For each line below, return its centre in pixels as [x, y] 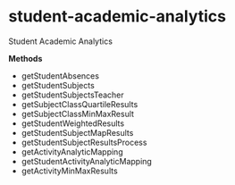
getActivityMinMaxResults [69, 171]
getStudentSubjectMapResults [77, 132]
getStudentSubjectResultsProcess [84, 142]
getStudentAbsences [60, 76]
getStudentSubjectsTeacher [72, 95]
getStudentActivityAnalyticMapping [87, 161]
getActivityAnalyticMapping [72, 151]
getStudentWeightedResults [73, 123]
